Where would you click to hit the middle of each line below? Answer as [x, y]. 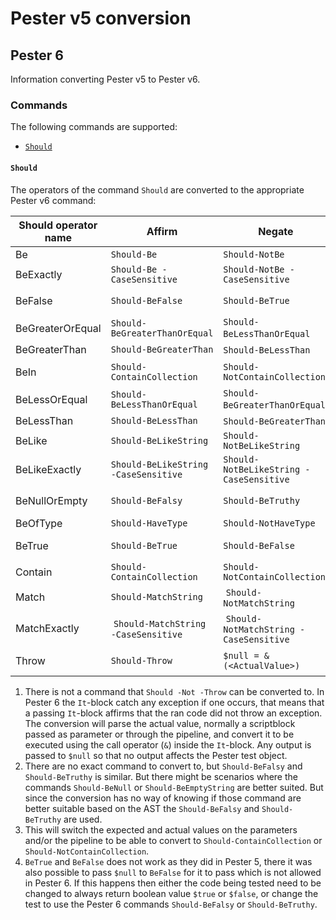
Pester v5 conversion [101, 18]
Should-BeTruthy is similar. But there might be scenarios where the [161, 776]
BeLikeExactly [48, 469]
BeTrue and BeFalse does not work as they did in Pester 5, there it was [168, 861]
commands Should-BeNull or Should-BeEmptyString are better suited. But [174, 787]
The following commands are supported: [94, 127]
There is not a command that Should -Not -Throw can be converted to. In [174, 691]
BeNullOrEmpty [51, 500]
